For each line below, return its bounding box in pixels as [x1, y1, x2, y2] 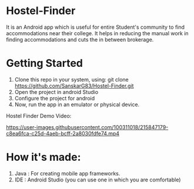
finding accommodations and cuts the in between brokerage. [6, 36, 154, 43]
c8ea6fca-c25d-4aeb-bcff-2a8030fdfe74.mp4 [6, 130, 119, 137]
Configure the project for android [14, 95, 95, 102]
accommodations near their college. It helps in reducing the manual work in [6, 29, 189, 36]
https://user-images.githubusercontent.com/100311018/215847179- [6, 123, 169, 130]
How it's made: [6, 151, 81, 164]
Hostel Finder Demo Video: [6, 112, 72, 119]
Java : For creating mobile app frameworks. [14, 170, 121, 177]
